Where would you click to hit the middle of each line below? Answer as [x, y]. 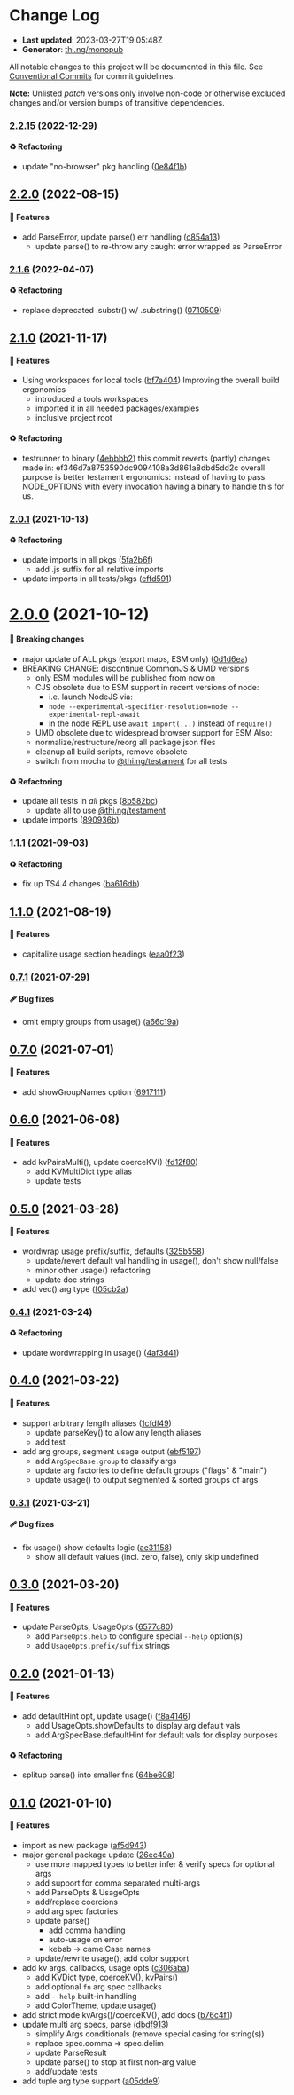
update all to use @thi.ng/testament [101, 811]
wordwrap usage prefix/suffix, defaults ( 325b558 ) [113, 1251]
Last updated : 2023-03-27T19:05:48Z [92, 40]
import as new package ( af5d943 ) [85, 1845]
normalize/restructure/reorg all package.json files [125, 743]
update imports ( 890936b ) [70, 820]
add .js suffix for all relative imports [99, 569]
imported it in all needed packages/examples [117, 408]
